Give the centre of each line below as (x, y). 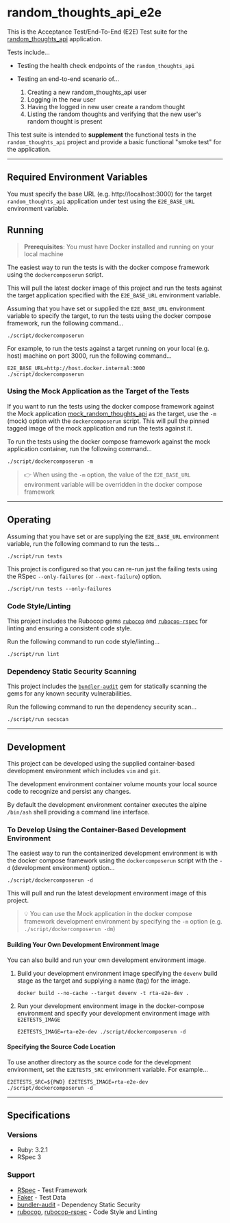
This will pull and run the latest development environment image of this (107, 893)
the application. (29, 149)
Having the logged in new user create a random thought (106, 106)
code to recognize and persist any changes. (69, 792)
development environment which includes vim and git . (84, 771)
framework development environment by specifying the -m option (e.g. (123, 922)
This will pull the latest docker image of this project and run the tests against (115, 288)
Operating (29, 520)
